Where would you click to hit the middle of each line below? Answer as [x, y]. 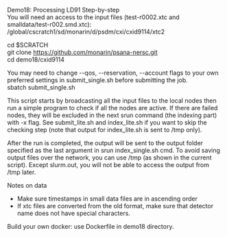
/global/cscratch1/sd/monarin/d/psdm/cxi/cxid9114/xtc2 [86, 32]
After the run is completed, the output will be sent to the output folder [105, 143]
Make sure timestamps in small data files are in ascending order [107, 199]
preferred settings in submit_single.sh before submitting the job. [98, 80]
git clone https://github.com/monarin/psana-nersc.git [82, 52]
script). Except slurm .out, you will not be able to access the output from [108, 165]
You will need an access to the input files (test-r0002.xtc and [93, 17]
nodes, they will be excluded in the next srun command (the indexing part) [112, 115]
